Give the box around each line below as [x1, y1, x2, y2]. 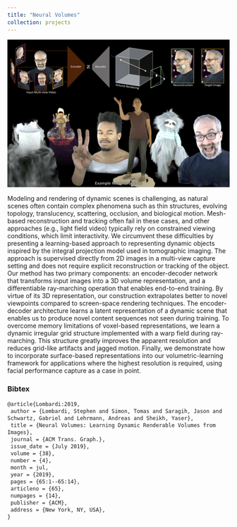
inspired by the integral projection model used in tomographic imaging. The [7, 247, 226, 255]
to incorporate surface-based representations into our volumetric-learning [7, 352, 224, 360]
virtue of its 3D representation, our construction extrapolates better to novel [7, 292, 228, 300]
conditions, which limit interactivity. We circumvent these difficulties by [7, 232, 214, 240]
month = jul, [10, 464, 49, 471]
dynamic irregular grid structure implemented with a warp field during [7, 329, 210, 337]
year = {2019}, [10, 471, 55, 478]
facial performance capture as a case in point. [7, 366, 141, 375]
